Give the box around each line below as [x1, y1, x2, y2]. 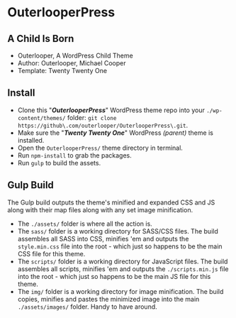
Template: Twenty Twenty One [17, 67, 108, 75]
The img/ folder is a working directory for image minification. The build [17, 287, 224, 295]
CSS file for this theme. [17, 249, 86, 258]
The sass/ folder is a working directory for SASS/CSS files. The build [17, 226, 218, 235]
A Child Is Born [7, 33, 74, 45]
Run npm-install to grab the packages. [17, 150, 133, 160]
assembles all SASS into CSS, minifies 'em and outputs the [17, 234, 189, 243]
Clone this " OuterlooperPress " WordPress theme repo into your [17, 106, 206, 114]
